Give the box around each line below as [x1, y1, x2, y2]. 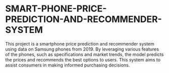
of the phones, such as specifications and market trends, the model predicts [5, 51, 164, 57]
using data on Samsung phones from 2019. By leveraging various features [5, 46, 159, 52]
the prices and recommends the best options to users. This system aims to [5, 56, 160, 62]
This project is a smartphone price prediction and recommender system [5, 40, 155, 46]
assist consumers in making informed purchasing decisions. [5, 62, 130, 68]
